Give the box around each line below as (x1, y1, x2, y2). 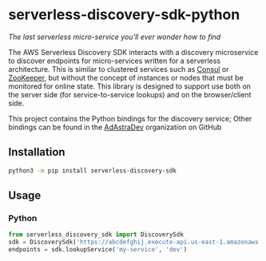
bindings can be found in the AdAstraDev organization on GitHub (8, 122, 222, 132)
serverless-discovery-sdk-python (8, 6, 240, 24)
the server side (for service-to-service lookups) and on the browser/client (8, 89, 252, 99)
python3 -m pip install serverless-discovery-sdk (8, 166, 177, 175)
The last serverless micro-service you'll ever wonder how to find (8, 32, 221, 42)
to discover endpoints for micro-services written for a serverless (8, 56, 221, 65)
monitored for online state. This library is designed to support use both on (8, 81, 252, 91)
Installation (8, 145, 66, 159)
